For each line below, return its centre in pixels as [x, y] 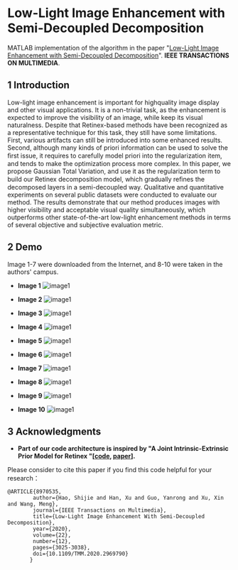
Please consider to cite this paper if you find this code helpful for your [109, 470]
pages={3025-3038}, [62, 548]
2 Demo [25, 247]
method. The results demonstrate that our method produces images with [114, 202]
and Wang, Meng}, [33, 504]
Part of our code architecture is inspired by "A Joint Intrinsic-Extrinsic [123, 449]
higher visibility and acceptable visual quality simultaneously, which [107, 209]
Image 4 [30, 327]
